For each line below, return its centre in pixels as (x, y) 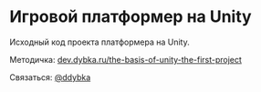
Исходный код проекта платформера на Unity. (99, 42)
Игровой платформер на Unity (131, 17)
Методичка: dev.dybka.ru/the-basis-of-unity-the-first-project (125, 59)
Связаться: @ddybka (50, 77)
